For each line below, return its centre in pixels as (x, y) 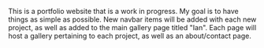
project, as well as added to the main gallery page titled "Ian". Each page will (132, 27)
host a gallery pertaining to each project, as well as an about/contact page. (130, 36)
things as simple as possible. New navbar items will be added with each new (132, 19)
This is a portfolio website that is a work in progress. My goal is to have (123, 11)
